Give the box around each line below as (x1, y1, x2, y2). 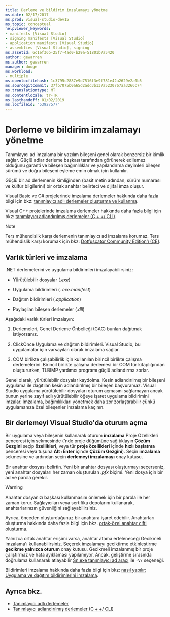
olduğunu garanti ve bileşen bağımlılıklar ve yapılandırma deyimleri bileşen (5, 162, 161, 168)
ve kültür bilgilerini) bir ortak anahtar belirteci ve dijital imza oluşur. (5, 183, 145, 189)
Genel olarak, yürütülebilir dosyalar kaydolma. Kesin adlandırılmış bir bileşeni (5, 377, 165, 383)
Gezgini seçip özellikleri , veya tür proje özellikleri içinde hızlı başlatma (5, 443, 155, 449)
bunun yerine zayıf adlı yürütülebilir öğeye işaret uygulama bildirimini (5, 393, 149, 399)
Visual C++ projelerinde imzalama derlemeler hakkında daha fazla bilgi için (5, 208, 161, 214)
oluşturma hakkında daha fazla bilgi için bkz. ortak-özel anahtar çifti (5, 520, 147, 526)
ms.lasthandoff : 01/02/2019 (5, 97, 65, 102)
